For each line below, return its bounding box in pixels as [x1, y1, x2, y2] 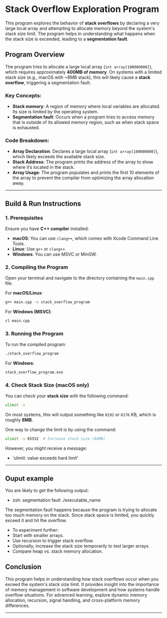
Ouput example [5, 474, 54, 483]
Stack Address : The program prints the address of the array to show [12, 159, 154, 165]
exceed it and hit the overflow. [5, 517, 67, 523]
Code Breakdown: [5, 137, 50, 144]
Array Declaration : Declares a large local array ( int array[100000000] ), [12, 148, 159, 154]
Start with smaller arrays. [12, 532, 64, 538]
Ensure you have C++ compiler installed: [5, 226, 89, 232]
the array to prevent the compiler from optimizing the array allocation [12, 175, 154, 181]
